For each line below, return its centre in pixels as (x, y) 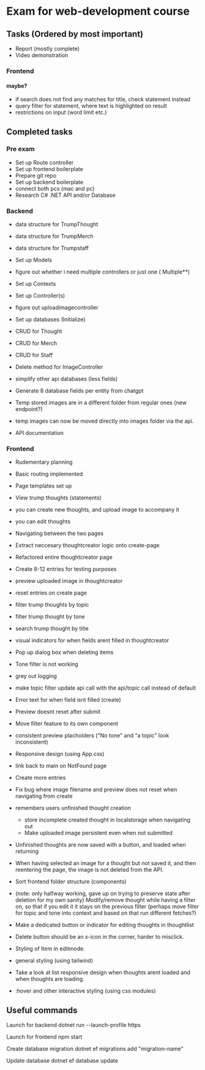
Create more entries (40, 778)
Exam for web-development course (98, 11)
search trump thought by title (52, 629)
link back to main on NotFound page (61, 766)
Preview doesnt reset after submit (58, 712)
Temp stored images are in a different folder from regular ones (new (101, 402)
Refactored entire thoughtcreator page (64, 557)
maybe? (17, 86)
